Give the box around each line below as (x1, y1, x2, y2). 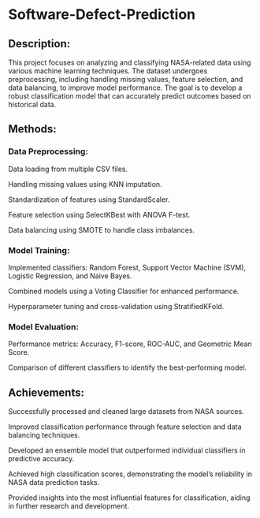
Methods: (8, 122, 57, 136)
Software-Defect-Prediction (8, 6, 196, 24)
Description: (8, 37, 71, 50)
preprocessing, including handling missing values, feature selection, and (8, 75, 243, 84)
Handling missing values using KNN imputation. (8, 179, 163, 188)
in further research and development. (8, 501, 130, 511)
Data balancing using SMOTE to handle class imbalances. (8, 225, 195, 234)
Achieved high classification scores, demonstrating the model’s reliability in (8, 469, 252, 479)
